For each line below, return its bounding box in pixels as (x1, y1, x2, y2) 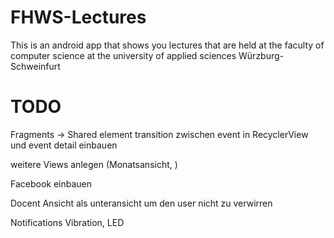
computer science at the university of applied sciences (10, 49, 237, 61)
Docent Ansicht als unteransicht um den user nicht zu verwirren (10, 197, 273, 209)
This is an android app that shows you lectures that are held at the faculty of (10, 39, 325, 51)
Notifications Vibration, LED (10, 216, 125, 228)
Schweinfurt (10, 60, 61, 72)
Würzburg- (238, 49, 285, 61)
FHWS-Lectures (10, 6, 147, 29)
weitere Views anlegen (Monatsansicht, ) (10, 158, 178, 170)
